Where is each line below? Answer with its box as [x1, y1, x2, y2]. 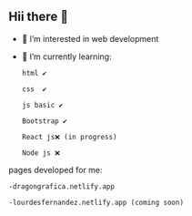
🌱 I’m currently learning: [21, 51, 112, 62]
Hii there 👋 [8, 9, 69, 25]
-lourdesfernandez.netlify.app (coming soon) [8, 198, 184, 207]
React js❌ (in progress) [21, 132, 117, 141]
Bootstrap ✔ [21, 116, 67, 126]
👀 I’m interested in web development [21, 33, 159, 44]
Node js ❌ [21, 148, 61, 158]
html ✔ [21, 68, 47, 77]
